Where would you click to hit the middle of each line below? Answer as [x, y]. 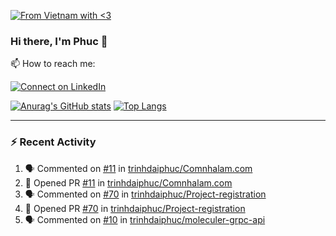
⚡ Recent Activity [53, 142]
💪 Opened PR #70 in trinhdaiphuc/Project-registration [135, 208]
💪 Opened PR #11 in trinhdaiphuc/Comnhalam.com [128, 182]
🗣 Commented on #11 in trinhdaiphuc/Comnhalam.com [138, 168]
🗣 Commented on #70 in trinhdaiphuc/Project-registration [145, 194]
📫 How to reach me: [53, 64]
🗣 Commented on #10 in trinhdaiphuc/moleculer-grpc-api [145, 219]
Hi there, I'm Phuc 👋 [59, 41]
